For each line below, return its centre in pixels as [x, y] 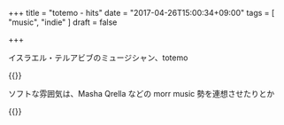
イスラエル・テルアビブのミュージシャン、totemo [98, 58]
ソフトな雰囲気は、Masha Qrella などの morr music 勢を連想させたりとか [142, 94]
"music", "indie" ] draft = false [63, 22]
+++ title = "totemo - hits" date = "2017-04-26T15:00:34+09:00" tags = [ [142, 13]
